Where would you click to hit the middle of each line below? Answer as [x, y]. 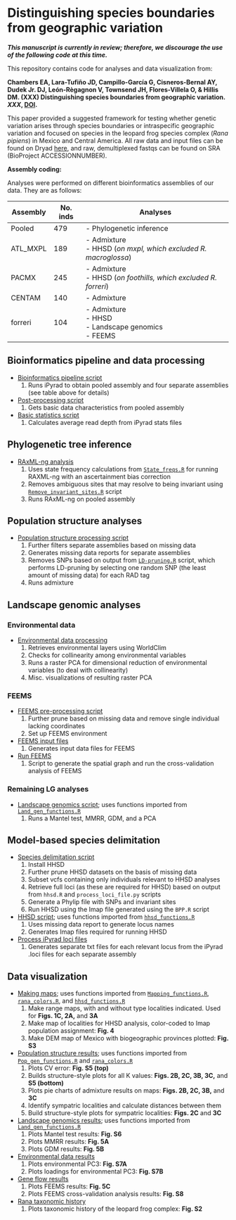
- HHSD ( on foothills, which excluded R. [151, 277]
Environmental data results [56, 1157]
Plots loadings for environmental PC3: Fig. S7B [96, 1171]
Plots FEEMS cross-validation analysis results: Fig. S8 [106, 1194]
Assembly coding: [34, 169]
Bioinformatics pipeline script [60, 377]
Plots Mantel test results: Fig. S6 [75, 1134]
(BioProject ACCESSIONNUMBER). [57, 155]
